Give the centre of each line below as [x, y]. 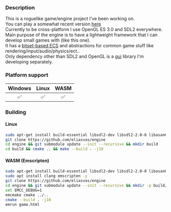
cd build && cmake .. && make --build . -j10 [54, 149]
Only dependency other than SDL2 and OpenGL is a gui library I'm [75, 56]
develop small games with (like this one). [48, 40]
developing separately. [29, 62]
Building [16, 112]
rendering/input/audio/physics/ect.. [42, 51]
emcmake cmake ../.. [27, 195]
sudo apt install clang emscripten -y [46, 176]
